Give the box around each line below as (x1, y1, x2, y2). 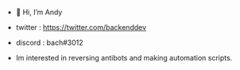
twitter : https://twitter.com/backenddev (15, 23, 147, 31)
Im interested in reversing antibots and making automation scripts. (15, 53, 233, 62)
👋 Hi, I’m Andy (15, 8, 63, 17)
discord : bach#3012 (15, 38, 83, 47)
